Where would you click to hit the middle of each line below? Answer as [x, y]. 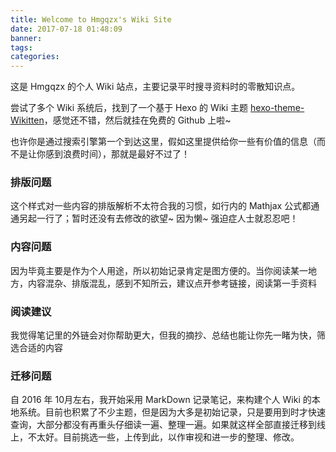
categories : [35, 57]
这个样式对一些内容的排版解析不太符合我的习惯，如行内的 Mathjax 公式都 [161, 206]
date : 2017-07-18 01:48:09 [66, 29]
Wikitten [27, 120]
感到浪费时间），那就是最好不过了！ [117, 154]
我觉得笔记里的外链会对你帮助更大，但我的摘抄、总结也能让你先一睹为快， [163, 335]
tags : [21, 47]
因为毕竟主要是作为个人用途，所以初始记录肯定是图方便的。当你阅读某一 [159, 270]
